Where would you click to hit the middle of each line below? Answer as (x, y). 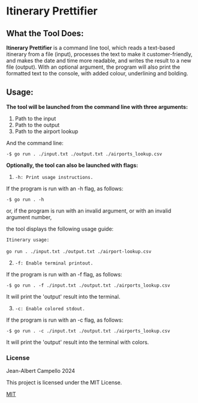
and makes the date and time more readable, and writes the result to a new (99, 61)
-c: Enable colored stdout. (50, 308)
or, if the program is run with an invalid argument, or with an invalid (89, 211)
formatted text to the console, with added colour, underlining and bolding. (97, 73)
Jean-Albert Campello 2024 (41, 371)
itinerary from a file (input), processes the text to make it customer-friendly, (100, 54)
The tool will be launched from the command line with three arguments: (97, 107)
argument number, (29, 217)
